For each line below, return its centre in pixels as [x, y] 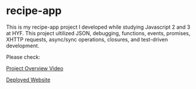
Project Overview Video [35, 68]
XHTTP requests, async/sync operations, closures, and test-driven [87, 39]
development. [23, 46]
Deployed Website [28, 80]
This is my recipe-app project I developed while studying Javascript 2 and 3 [98, 27]
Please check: [23, 57]
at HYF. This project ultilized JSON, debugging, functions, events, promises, [98, 33]
